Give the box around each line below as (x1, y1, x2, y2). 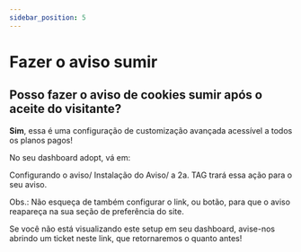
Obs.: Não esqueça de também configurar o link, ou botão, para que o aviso (9, 196, 290, 207)
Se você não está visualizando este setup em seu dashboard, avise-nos (9, 223, 276, 234)
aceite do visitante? (9, 101, 122, 117)
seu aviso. (9, 178, 48, 189)
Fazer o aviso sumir (9, 51, 158, 72)
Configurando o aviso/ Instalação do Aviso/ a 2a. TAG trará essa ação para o (9, 169, 293, 180)
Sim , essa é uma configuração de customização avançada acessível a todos (9, 125, 293, 135)
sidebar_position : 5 (9, 13, 87, 22)
